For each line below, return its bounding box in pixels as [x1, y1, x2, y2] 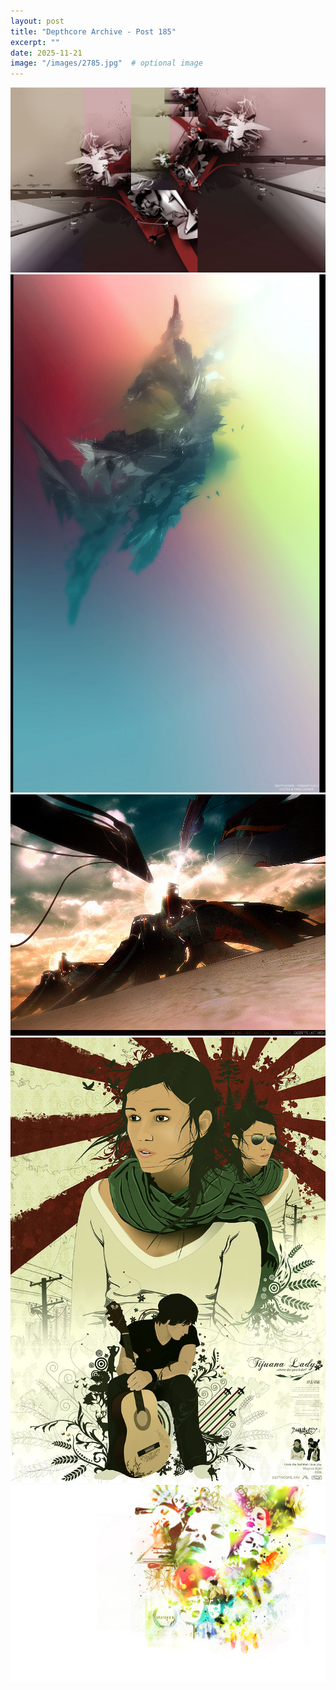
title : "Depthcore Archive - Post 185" [10, 26, 177, 37]
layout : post [10, 16, 65, 26]
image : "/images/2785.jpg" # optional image [10, 58, 203, 69]
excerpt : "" [10, 37, 60, 47]
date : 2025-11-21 [10, 48, 83, 58]
